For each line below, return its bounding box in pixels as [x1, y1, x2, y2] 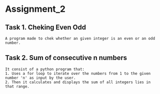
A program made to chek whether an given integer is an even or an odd [5, 36, 155, 41]
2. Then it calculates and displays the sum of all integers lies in [5, 80, 151, 85]
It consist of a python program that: [5, 66, 85, 72]
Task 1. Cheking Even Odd [5, 23, 86, 31]
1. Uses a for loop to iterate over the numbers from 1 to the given [5, 71, 151, 76]
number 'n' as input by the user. [5, 75, 76, 80]
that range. [5, 84, 30, 89]
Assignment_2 [5, 3, 65, 15]
